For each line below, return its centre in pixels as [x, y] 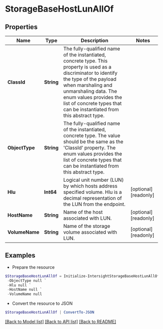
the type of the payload [90, 79]
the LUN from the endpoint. [94, 204]
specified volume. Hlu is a [93, 192]
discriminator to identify [90, 73]
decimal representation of [93, 198]
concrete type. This [85, 61]
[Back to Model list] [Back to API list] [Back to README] [61, 322]
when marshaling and [88, 85]
